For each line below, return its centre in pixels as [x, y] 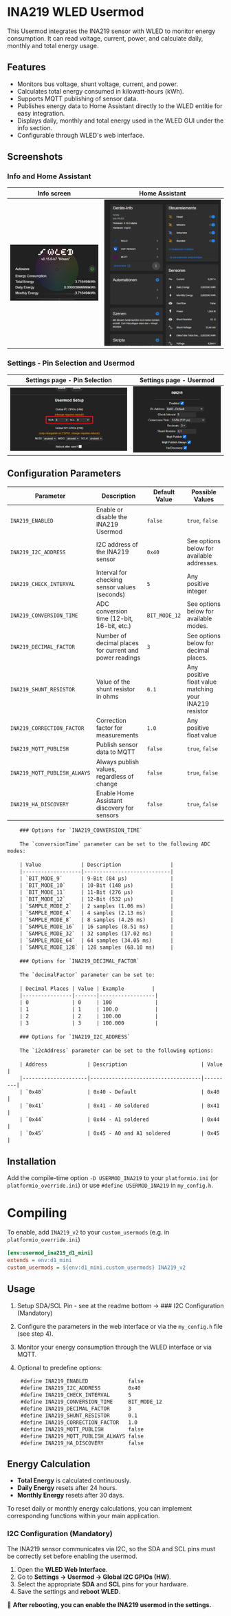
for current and [117, 650]
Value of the [113, 682]
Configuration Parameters [64, 473]
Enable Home [115, 793]
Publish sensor [117, 745]
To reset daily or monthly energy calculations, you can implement [100, 1509]
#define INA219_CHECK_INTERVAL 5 [76, 1395]
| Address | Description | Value [121, 1064]
